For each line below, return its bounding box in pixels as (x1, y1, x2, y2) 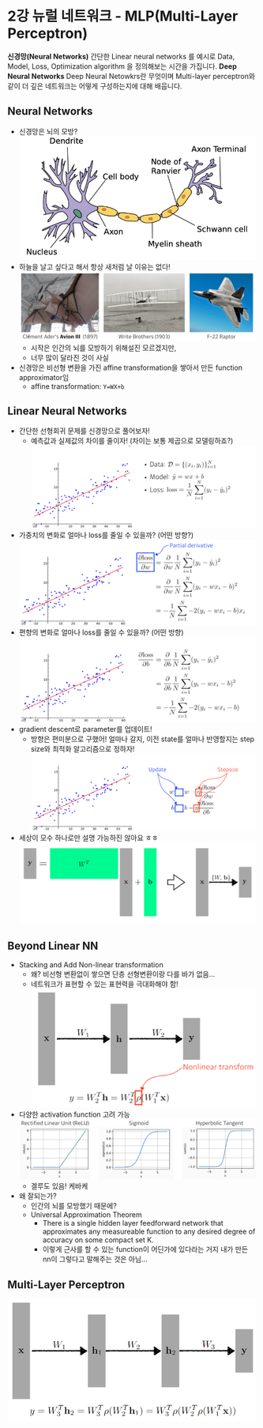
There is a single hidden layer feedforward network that (42, 1219, 224, 1228)
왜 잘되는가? (18, 1191, 57, 1201)
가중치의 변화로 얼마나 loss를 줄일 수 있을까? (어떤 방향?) (18, 530, 194, 540)
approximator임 (18, 372, 70, 382)
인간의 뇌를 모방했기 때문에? (30, 1201, 118, 1211)
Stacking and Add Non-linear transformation (18, 960, 163, 970)
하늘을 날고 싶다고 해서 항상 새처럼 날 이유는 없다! (18, 262, 171, 271)
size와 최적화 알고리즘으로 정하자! (30, 744, 135, 753)
